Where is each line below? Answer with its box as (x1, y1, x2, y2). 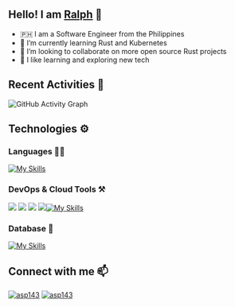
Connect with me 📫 (8, 265, 109, 278)
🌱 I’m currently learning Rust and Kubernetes (19, 37, 167, 48)
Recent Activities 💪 (8, 78, 105, 91)
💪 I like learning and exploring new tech (19, 55, 150, 64)
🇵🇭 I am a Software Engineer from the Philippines (19, 29, 185, 38)
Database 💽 (8, 223, 54, 234)
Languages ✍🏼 (8, 146, 65, 157)
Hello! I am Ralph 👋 (8, 8, 103, 21)
